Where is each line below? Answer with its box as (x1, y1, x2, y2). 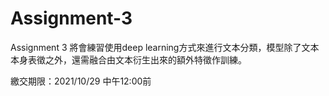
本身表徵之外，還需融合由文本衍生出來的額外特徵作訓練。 (10, 53, 247, 66)
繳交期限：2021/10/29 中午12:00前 (10, 75, 152, 87)
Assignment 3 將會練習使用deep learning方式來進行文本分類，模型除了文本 (10, 41, 320, 53)
